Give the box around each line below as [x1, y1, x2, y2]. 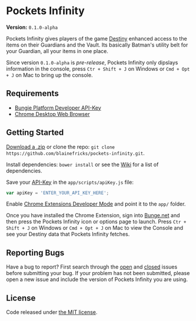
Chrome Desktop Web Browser [14, 110, 90, 117]
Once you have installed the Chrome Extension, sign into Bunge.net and [6, 212, 180, 219]
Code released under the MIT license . [6, 309, 98, 316]
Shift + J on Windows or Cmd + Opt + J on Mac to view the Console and [6, 224, 184, 231]
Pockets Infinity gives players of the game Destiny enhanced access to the [6, 35, 187, 42]
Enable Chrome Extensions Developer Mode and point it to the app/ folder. [6, 200, 186, 207]
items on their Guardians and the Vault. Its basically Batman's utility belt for [6, 41, 188, 48]
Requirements [6, 88, 59, 98]
